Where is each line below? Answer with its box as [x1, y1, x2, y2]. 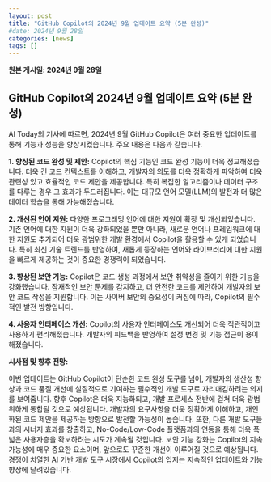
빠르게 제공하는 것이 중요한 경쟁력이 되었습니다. [16, 254, 167, 264]
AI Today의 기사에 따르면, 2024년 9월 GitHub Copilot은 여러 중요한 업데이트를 [8, 129, 257, 138]
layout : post [8, 11, 53, 20]
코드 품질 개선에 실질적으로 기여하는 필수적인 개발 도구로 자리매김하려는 [23, 383, 248, 393]
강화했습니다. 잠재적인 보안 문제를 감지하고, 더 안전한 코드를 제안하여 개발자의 [8, 281, 252, 291]
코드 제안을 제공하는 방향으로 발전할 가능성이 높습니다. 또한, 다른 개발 [23, 414, 241, 424]
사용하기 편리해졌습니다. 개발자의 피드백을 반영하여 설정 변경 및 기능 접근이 [8, 329, 244, 339]
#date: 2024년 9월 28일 [8, 27, 83, 35]
